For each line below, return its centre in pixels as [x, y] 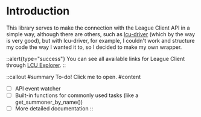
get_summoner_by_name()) [49, 102]
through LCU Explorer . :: [36, 65]
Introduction [38, 11]
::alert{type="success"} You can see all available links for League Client [96, 58]
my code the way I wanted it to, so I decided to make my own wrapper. [94, 47]
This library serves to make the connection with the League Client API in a [98, 28]
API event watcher [38, 88]
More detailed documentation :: [54, 109]
